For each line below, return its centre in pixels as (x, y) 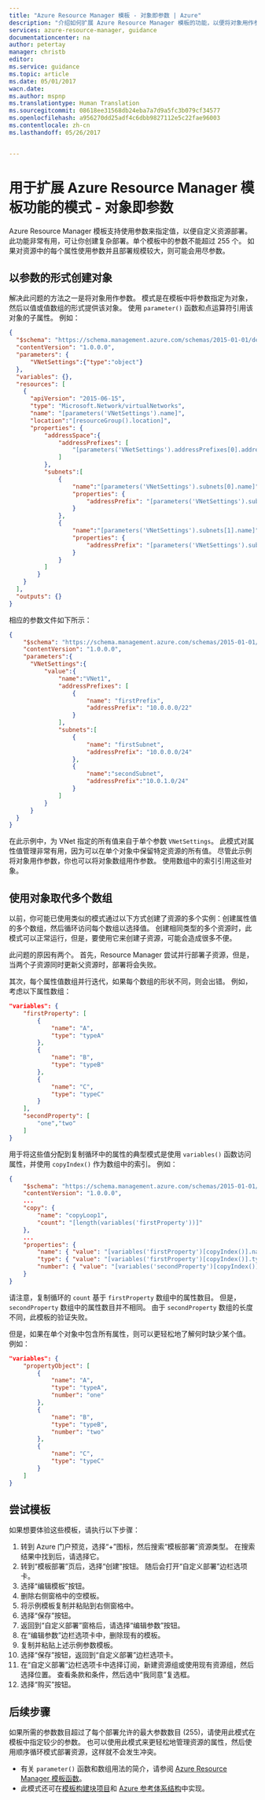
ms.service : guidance (44, 67)
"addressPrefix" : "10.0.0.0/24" (139, 752)
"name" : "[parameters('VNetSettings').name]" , (107, 414)
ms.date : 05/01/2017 (43, 81)
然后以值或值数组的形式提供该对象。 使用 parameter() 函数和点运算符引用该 (131, 308)
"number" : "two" (77, 1432)
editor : (22, 60)
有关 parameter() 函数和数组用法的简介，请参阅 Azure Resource (123, 1768)
